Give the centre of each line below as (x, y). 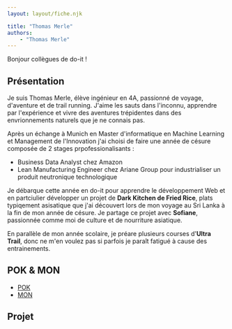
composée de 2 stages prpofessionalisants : (71, 149)
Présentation (36, 81)
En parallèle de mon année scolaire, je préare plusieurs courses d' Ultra (109, 234)
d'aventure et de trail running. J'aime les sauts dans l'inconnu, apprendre (112, 105)
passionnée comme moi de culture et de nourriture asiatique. (95, 220)
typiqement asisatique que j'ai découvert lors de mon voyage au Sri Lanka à (116, 205)
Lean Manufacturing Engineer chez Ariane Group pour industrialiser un (119, 170)
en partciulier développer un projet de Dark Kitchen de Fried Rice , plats (110, 198)
